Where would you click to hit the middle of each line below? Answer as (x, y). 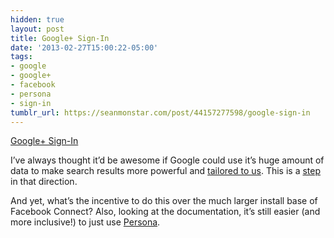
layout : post (37, 29)
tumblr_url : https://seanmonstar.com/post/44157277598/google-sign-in (160, 112)
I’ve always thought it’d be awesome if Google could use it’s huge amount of (167, 160)
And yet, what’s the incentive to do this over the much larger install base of (164, 201)
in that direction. (44, 182)
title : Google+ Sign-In (60, 38)
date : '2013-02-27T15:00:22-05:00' (84, 47)
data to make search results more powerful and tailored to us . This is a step (166, 171)
